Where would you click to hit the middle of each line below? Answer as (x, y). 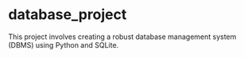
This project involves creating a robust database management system (122, 37)
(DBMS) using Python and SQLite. (64, 44)
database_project (68, 15)
